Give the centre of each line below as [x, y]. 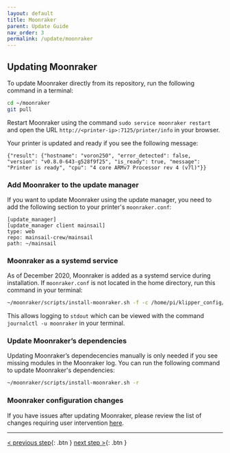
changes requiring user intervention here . [66, 423]
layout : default [30, 13]
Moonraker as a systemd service [63, 260]
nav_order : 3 [26, 33]
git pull [20, 109]
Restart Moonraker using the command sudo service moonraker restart [109, 122]
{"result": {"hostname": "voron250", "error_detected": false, [99, 156]
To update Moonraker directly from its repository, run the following [101, 83]
